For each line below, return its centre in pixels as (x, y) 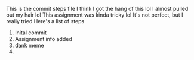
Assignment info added (44, 39)
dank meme (29, 45)
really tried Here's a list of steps (45, 21)
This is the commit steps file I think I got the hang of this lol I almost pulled (97, 9)
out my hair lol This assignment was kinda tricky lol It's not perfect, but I (95, 15)
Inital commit (30, 33)
